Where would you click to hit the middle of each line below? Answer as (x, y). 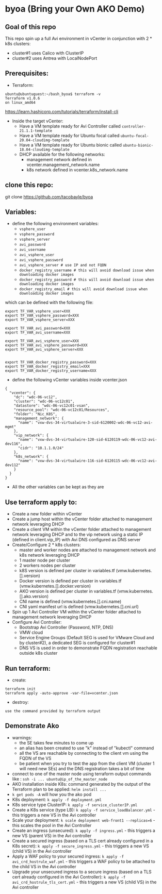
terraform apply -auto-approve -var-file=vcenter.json (62, 693)
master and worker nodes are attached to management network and (88, 550)
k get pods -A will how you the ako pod (52, 794)
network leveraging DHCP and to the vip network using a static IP (77, 534)
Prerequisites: (27, 74)
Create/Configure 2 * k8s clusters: (46, 545)
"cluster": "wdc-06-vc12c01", (44, 401)
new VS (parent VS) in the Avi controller (52, 835)
